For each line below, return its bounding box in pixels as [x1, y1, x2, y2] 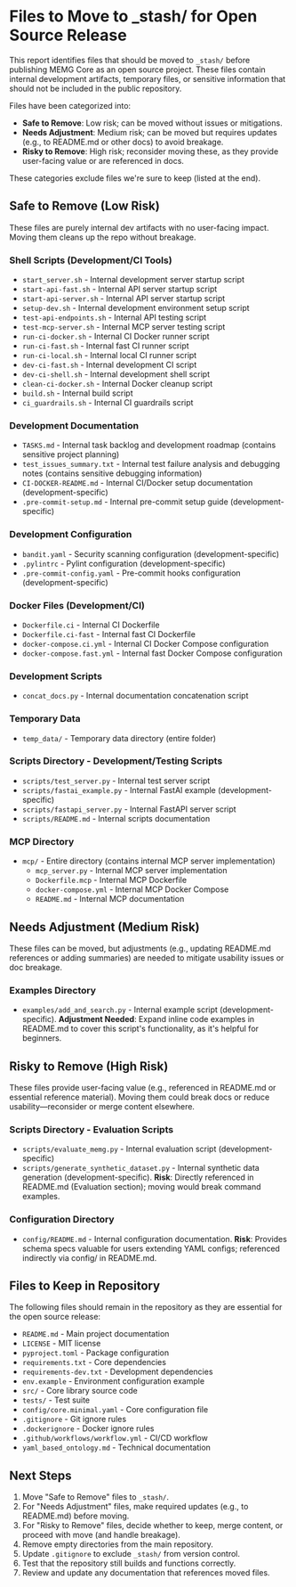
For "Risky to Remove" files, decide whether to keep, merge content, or [21, 1520, 284, 1531]
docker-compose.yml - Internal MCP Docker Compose [35, 884, 229, 895]
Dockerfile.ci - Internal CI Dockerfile [21, 619, 160, 630]
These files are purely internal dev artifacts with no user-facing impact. [9, 222, 269, 233]
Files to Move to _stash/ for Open [9, 6, 258, 27]
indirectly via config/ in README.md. [21, 1252, 157, 1263]
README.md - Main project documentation [21, 1329, 170, 1339]
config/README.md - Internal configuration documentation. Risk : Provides [21, 1233, 287, 1244]
